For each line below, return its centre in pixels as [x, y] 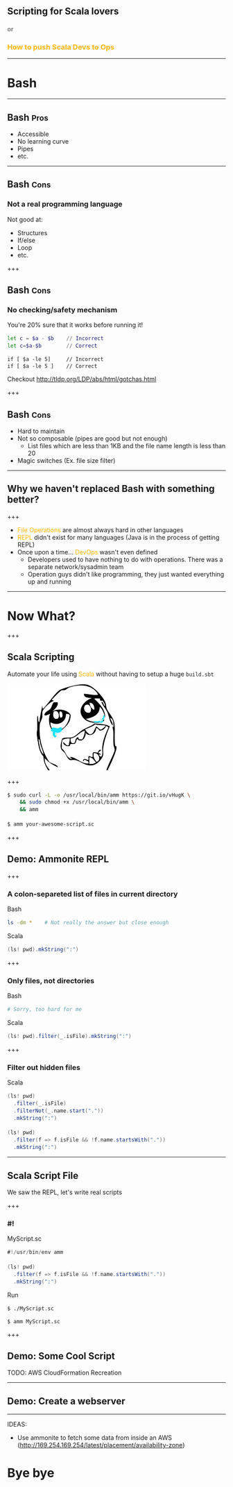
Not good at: [25, 219]
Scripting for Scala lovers [63, 11]
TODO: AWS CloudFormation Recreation [64, 1373]
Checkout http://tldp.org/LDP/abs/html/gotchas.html [82, 379]
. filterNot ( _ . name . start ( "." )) [59, 1111]
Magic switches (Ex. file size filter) [66, 460]
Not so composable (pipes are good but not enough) [92, 438]
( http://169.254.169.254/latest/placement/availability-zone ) [101, 1445]
